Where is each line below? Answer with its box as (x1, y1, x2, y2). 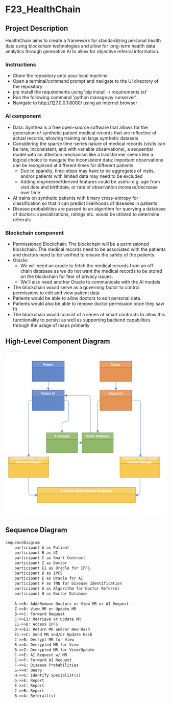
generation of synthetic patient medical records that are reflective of (12, 129, 157, 136)
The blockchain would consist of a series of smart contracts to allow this (12, 311, 165, 317)
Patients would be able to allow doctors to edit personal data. (12, 295, 142, 301)
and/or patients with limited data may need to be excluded (20, 173, 143, 179)
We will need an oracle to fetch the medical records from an (20, 262, 146, 269)
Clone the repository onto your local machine (12, 73, 108, 79)
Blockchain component (5, 229, 64, 236)
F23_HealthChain (5, 4, 81, 15)
